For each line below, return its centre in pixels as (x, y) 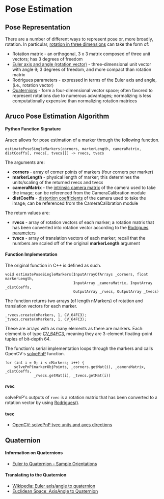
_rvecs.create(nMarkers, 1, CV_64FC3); (46, 315)
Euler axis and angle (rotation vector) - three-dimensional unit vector (82, 64)
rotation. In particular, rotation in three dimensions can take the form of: (77, 44)
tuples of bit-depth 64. (28, 339)
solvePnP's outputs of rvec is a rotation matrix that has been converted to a (82, 397)
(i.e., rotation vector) (33, 85)
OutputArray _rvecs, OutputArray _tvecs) (116, 291)
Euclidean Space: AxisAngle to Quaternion (55, 491)
